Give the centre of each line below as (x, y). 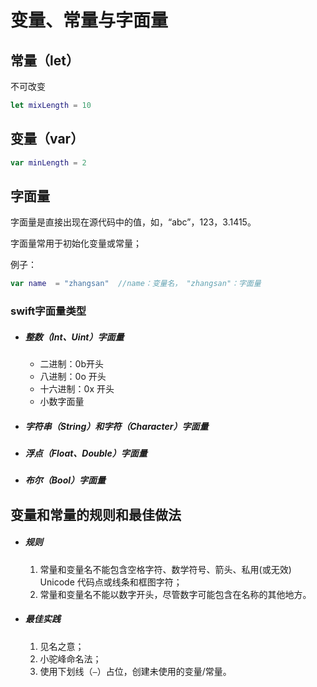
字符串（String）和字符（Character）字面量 (116, 426)
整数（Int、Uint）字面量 (74, 337)
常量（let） (45, 60)
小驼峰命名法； (70, 658)
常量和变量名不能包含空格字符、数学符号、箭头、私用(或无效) (165, 569)
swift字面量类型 (48, 311)
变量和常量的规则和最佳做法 (96, 514)
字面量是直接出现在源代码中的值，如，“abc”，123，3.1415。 (133, 222)
